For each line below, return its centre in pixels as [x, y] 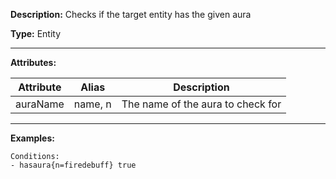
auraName [40, 104]
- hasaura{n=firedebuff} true [73, 165]
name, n [92, 104]
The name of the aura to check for [201, 104]
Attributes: [33, 62]
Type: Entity [36, 33]
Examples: [32, 138]
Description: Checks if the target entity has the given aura [131, 14]
